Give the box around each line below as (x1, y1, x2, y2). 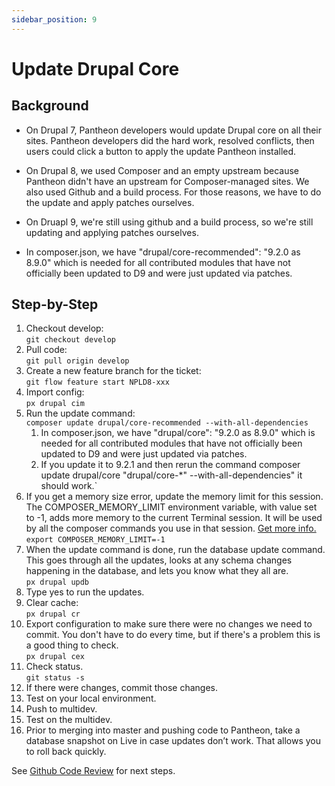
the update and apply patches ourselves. (25, 196, 195, 208)
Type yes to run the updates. (25, 586, 145, 598)
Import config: (25, 386, 85, 398)
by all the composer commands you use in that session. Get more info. (25, 522, 317, 535)
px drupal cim (25, 399, 85, 409)
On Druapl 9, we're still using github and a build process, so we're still (25, 216, 314, 228)
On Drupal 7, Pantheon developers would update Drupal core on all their (25, 124, 322, 136)
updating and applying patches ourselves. (25, 226, 199, 238)
